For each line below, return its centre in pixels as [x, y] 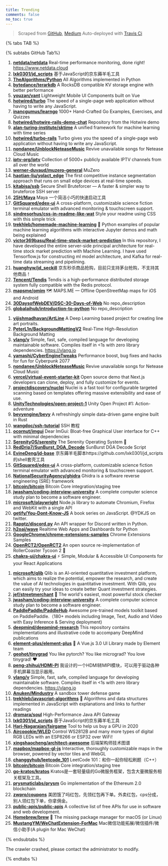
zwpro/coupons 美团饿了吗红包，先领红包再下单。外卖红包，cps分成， [87, 795]
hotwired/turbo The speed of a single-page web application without [83, 101]
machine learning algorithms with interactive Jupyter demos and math [85, 230]
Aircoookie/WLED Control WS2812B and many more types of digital [83, 731]
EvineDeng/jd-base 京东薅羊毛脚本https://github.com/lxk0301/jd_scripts [88, 453]
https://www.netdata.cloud [40, 68]
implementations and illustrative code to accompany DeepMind [78, 633]
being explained [29, 235]
